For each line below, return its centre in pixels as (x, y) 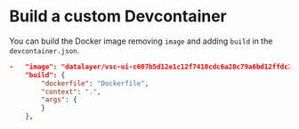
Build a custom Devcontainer (118, 16)
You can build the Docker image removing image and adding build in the (141, 41)
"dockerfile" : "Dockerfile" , (95, 83)
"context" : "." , (71, 92)
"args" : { (59, 100)
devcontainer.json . (44, 50)
